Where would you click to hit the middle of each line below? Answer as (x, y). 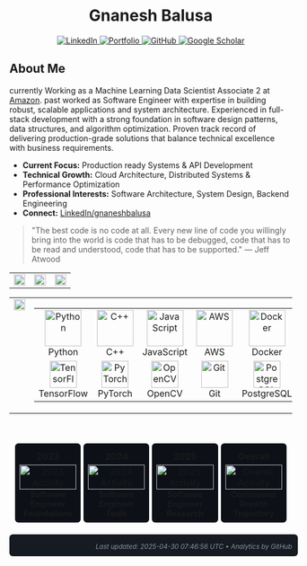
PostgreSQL (267, 394)
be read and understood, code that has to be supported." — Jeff (150, 249)
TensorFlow (63, 394)
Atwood (46, 259)
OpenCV (165, 394)
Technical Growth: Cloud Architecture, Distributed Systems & (136, 174)
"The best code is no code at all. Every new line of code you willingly (158, 230)
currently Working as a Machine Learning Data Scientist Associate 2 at (140, 90)
